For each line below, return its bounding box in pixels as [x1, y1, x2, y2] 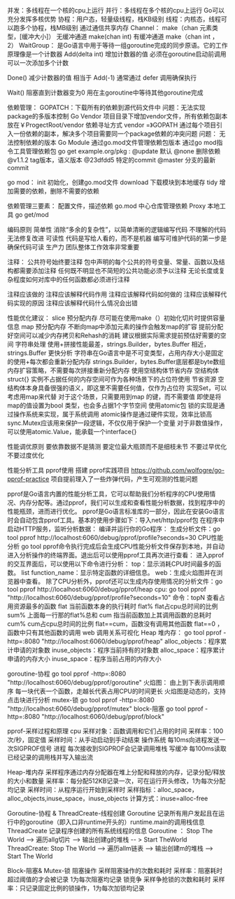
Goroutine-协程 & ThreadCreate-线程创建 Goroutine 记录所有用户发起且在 [7, 809, 219, 817]
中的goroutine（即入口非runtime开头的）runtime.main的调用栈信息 [13, 818, 205, 826]
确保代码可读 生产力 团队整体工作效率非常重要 [7, 243, 140, 251]
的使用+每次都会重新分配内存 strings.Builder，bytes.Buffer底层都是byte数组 [7, 358, 226, 365]
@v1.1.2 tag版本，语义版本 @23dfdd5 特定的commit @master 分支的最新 [7, 156, 216, 164]
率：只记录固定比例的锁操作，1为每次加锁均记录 [7, 884, 145, 892]
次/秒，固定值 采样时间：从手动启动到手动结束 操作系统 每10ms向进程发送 [7, 736, 220, 744]
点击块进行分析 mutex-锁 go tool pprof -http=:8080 [7, 696, 155, 704]
